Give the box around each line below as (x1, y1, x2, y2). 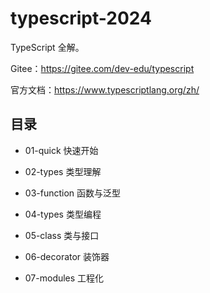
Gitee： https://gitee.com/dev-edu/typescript (10, 62, 195, 74)
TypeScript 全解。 (10, 41, 85, 53)
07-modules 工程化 (24, 272, 105, 284)
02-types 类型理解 (24, 165, 102, 177)
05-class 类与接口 (24, 229, 100, 241)
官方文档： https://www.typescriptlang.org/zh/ (10, 83, 200, 96)
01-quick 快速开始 (24, 144, 99, 156)
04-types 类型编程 (24, 208, 102, 220)
